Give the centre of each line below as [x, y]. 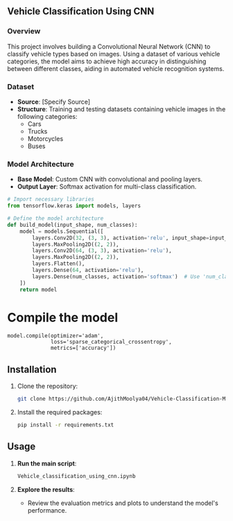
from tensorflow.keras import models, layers [74, 206]
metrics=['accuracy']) [84, 348]
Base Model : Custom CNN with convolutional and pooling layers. [110, 179]
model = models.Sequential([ [62, 231]
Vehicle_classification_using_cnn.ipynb [76, 476]
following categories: [47, 116]
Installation [32, 369]
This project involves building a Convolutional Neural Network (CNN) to [109, 46]
